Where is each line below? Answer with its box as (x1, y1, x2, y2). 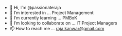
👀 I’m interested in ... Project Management (9, 10, 94, 16)
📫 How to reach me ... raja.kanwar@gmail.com (9, 26, 105, 31)
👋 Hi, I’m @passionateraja (9, 5, 61, 10)
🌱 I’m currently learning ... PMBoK (9, 15, 78, 20)
